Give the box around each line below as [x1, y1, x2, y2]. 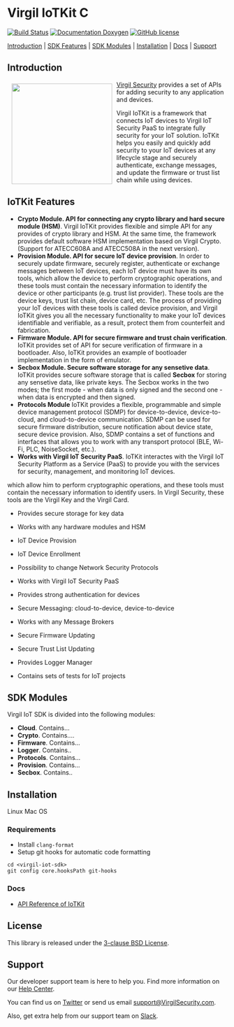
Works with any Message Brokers [17, 617, 115, 626]
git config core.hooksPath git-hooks [7, 868, 117, 875]
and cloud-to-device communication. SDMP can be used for [37, 415, 211, 424]
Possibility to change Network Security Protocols [17, 563, 159, 571]
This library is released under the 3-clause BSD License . [7, 938, 170, 947]
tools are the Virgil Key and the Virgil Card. [7, 495, 129, 504]
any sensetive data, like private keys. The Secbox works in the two [17, 378, 210, 386]
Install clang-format [17, 840, 75, 849]
